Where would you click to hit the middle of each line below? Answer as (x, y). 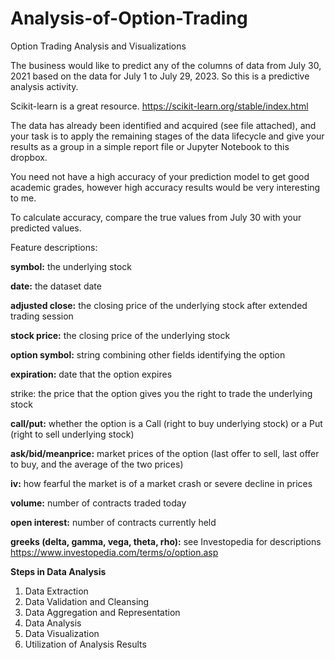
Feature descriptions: (54, 247)
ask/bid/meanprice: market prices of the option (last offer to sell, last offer (165, 453)
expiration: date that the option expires (91, 374)
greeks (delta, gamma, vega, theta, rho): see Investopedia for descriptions (166, 541)
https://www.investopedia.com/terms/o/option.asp (114, 552)
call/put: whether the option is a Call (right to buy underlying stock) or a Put (166, 423)
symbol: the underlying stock (71, 266)
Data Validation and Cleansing (87, 601)
